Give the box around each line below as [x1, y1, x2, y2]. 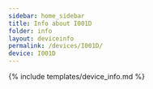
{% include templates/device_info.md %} [8, 72, 146, 81]
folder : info [8, 27, 53, 35]
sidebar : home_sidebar [8, 11, 85, 20]
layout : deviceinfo [8, 34, 74, 43]
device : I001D [8, 49, 57, 57]
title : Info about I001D [8, 19, 92, 28]
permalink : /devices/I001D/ [8, 42, 104, 50]
